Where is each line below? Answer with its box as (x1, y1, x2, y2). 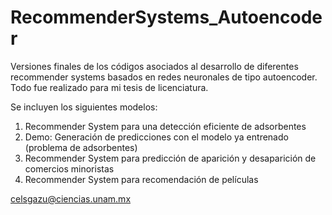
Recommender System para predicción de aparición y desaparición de (24, 152, 317, 164)
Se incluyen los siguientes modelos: (10, 101, 158, 113)
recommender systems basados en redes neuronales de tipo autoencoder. (10, 71, 318, 83)
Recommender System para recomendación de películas (24, 173, 259, 185)
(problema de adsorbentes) (24, 141, 138, 153)
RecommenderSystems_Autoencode (10, 6, 323, 29)
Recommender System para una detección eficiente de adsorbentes (24, 120, 307, 132)
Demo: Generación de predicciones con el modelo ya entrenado (24, 131, 289, 143)
